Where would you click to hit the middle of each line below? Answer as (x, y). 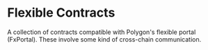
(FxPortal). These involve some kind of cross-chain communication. (104, 39)
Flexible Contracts (61, 13)
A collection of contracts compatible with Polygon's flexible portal (102, 32)
